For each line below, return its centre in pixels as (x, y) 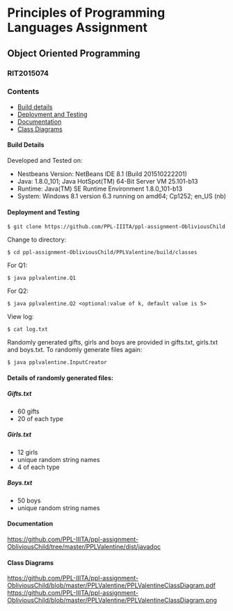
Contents (23, 92)
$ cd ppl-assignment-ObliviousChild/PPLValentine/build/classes (102, 253)
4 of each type (39, 467)
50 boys (29, 500)
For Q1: (17, 265)
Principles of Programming (86, 13)
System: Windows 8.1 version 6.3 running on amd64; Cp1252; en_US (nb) (122, 196)
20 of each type (40, 418)
